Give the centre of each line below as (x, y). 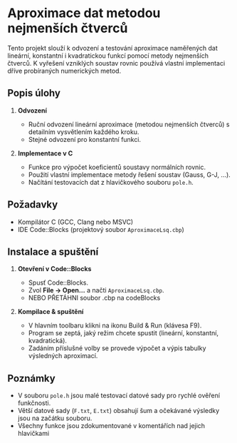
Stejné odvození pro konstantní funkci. (84, 139)
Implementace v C (45, 153)
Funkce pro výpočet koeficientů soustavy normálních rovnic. (117, 167)
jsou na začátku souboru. (55, 418)
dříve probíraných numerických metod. (64, 71)
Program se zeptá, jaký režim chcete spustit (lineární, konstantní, (123, 333)
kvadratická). (48, 341)
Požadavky (33, 205)
